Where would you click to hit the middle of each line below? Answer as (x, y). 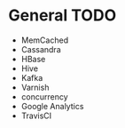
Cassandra (41, 49)
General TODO (62, 16)
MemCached (44, 40)
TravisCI (36, 116)
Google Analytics (52, 106)
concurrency (44, 96)
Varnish (35, 87)
